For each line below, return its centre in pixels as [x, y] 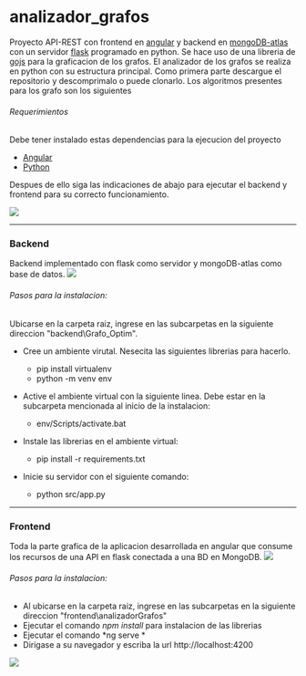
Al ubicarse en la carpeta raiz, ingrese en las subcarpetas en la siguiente [159, 606]
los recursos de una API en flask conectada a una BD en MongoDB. [136, 556]
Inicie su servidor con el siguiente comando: [106, 476]
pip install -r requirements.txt [91, 459]
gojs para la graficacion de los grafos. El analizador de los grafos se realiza [150, 61]
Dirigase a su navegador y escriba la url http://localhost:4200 [138, 645]
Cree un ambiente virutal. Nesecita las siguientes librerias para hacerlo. [157, 351]
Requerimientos [39, 111]
